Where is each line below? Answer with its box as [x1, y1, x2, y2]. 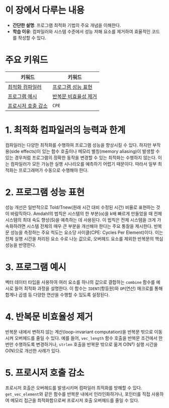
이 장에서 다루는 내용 [5, 5, 84, 16]
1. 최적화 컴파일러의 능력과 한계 [5, 124, 126, 136]
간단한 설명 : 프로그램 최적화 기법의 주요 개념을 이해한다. [12, 22, 121, 28]
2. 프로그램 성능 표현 [5, 187, 85, 198]
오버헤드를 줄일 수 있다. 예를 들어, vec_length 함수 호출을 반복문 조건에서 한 [14, 335, 163, 341]
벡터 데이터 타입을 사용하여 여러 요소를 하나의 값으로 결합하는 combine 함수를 [5, 279, 155, 285]
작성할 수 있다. [18, 35, 46, 41]
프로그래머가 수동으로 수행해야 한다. [18, 167, 89, 173]
